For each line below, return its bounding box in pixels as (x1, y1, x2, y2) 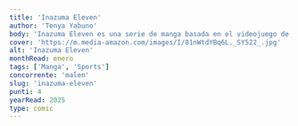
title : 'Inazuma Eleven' (9, 12, 102, 22)
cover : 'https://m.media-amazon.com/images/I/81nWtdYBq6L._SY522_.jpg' (9, 37, 281, 47)
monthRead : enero (9, 54, 74, 63)
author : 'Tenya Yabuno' (9, 21, 98, 30)
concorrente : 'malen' (9, 71, 90, 80)
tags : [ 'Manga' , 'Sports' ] (9, 63, 110, 72)
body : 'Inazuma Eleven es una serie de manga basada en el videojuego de (9, 29, 290, 38)
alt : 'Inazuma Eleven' (9, 46, 94, 55)
